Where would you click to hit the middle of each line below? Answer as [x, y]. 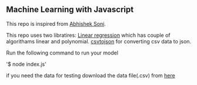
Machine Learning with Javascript [70, 10]
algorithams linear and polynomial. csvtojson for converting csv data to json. [99, 41]
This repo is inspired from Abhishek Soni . [56, 23]
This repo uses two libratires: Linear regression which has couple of [88, 35]
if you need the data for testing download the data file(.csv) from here [91, 75]
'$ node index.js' [26, 64]
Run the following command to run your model [62, 53]
